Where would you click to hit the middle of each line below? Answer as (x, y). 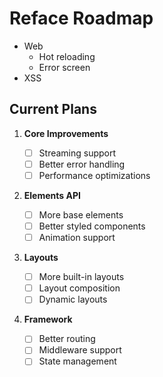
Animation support (77, 238)
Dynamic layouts (73, 299)
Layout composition (79, 288)
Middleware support (80, 350)
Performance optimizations (94, 175)
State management (77, 361)
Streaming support (77, 153)
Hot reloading (67, 56)
